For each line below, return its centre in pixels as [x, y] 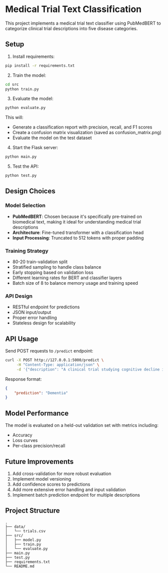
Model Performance [37, 413]
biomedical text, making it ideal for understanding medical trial [77, 221]
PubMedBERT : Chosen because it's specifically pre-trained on [77, 216]
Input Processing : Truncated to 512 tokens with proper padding [78, 238]
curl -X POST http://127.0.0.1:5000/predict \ [54, 360]
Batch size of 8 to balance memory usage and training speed [75, 283]
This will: [14, 118]
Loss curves [25, 440]
